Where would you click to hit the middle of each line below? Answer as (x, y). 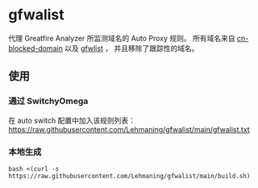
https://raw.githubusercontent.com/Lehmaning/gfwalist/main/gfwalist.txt (129, 129)
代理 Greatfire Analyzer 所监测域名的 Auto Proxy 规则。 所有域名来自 (122, 38)
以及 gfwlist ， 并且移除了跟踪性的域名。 (131, 48)
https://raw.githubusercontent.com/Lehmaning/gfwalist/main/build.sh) (129, 176)
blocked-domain (35, 48)
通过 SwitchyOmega (48, 101)
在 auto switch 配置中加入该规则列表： (72, 120)
